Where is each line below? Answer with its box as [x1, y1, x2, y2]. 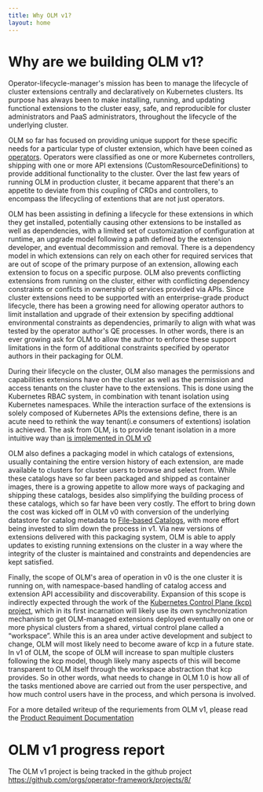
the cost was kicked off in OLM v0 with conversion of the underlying [8, 507, 229, 517]
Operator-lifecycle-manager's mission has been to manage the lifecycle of [8, 79, 249, 88]
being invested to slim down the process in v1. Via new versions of [8, 524, 223, 533]
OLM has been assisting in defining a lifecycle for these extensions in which [8, 209, 254, 219]
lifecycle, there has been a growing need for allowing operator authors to [8, 301, 244, 311]
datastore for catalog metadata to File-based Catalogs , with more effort [8, 516, 239, 525]
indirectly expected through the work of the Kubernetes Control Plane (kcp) [8, 598, 253, 607]
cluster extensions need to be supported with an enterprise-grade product [8, 293, 250, 303]
